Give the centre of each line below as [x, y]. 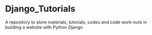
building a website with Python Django [44, 27]
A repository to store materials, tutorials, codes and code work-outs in [76, 22]
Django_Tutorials [40, 9]
